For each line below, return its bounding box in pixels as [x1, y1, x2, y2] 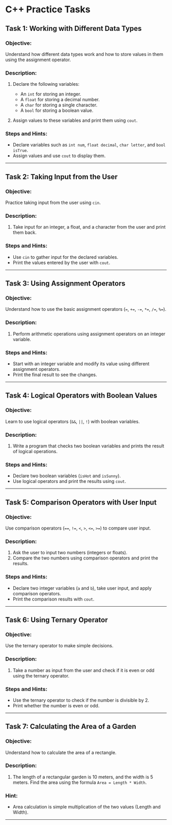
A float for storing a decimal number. [20, 97, 100, 103]
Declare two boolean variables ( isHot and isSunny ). [12, 473, 121, 479]
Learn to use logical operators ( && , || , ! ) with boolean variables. [5, 418, 140, 424]
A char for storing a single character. [20, 102, 98, 108]
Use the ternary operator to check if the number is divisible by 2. [12, 697, 149, 703]
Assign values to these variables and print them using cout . [12, 117, 138, 124]
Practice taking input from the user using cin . [5, 199, 101, 206]
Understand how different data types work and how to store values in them [5, 51, 164, 57]
